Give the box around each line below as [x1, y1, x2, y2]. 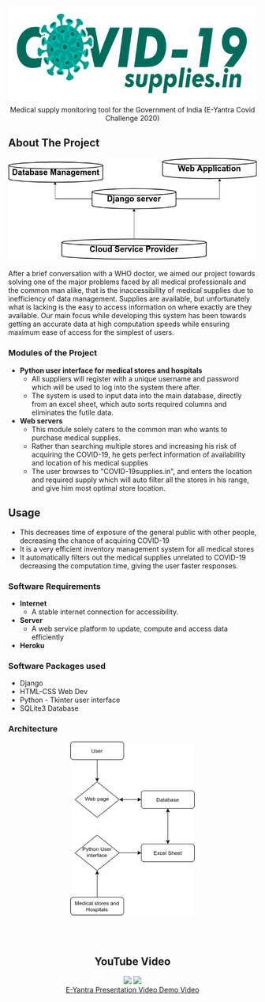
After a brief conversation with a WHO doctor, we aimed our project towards [8, 269, 256, 279]
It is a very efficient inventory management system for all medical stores [19, 544, 255, 553]
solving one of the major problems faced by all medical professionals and [8, 277, 247, 287]
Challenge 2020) [105, 113, 160, 123]
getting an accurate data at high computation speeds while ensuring [8, 319, 230, 329]
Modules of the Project [8, 347, 97, 359]
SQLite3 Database [19, 704, 79, 713]
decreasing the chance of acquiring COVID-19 [19, 536, 170, 545]
